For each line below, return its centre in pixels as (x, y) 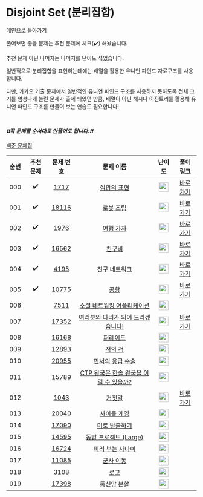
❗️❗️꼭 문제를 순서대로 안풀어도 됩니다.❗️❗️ (50, 131)
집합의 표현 (114, 187)
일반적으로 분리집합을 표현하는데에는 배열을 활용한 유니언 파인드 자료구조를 (94, 71)
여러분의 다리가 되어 (105, 317)
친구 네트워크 (114, 269)
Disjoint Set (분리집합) (60, 12)
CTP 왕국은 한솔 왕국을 (111, 373)
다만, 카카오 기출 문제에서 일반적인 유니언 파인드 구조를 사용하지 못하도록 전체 (97, 91)
